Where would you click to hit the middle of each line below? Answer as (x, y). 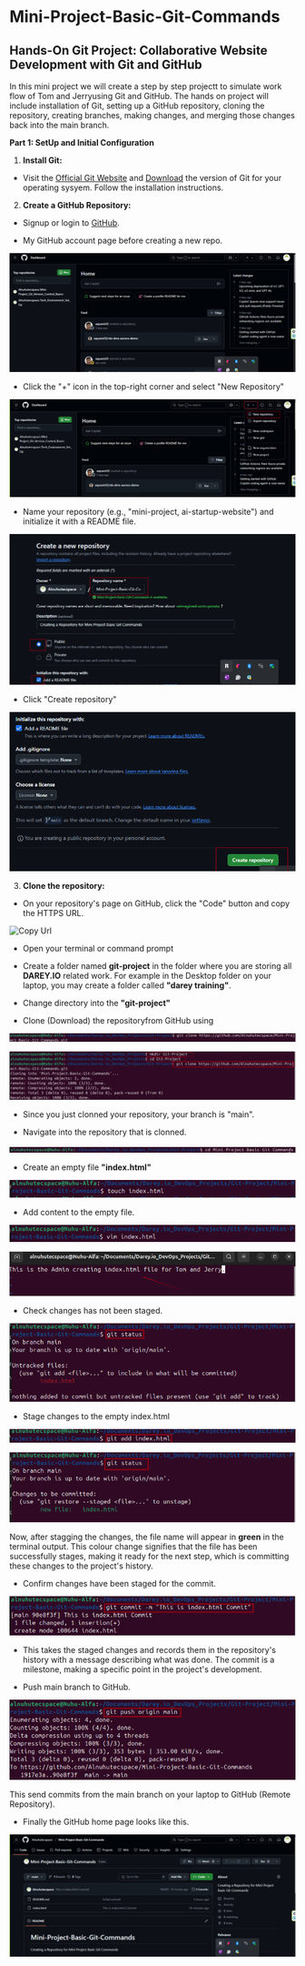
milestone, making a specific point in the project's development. (142, 1669)
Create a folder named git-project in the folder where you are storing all (157, 965)
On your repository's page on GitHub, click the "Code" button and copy (156, 903)
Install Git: (42, 160)
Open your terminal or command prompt (98, 948)
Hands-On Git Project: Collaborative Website (138, 50)
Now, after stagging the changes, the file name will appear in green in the (147, 1537)
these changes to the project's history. (82, 1566)
